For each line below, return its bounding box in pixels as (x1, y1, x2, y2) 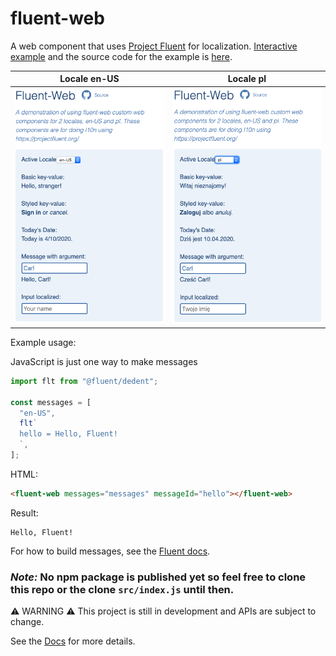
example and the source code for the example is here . (10, 50, 233, 62)
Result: (10, 507, 39, 519)
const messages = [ (10, 397, 92, 407)
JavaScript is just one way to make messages (10, 355, 198, 367)
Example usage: (10, 336, 77, 348)
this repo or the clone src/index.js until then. (10, 582, 235, 596)
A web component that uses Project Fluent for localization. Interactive (10, 40, 298, 52)
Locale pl (227, 73, 267, 85)
